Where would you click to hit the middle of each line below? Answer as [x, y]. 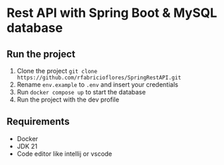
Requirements [38, 122]
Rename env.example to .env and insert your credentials [98, 85]
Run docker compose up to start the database [81, 92]
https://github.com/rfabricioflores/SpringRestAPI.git [99, 78]
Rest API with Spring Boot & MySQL [112, 13]
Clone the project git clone [57, 71]
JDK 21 [27, 146]
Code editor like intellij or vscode [64, 154]
